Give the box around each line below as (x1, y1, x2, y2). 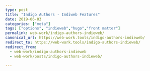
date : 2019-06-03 (5, 16, 42, 21)
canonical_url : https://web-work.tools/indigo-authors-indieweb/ (5, 35, 145, 40)
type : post (5, 7, 28, 12)
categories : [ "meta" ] (5, 21, 51, 26)
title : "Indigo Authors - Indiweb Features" (5, 12, 100, 17)
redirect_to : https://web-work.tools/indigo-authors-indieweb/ (5, 40, 141, 45)
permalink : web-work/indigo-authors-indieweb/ (5, 30, 105, 35)
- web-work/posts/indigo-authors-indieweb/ (10, 53, 102, 59)
